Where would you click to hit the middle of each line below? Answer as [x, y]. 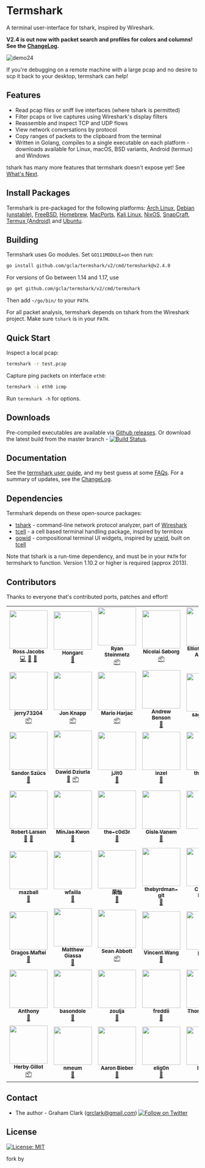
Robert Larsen [29, 832]
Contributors [31, 582]
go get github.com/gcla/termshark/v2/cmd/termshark [73, 289]
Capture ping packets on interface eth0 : [56, 375]
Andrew [161, 711]
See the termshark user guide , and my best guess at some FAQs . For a [95, 473]
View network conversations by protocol [66, 130]
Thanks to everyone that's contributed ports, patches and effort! [87, 597]
